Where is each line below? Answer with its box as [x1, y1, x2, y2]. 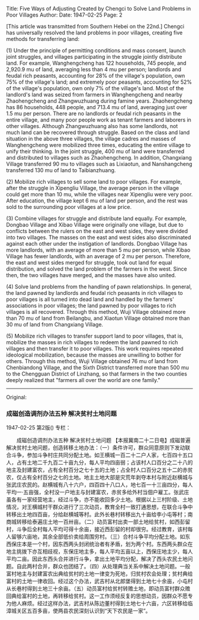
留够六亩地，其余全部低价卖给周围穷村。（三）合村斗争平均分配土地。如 [11, 533, 185, 540]
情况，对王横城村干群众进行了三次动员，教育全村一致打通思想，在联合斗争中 [6, 504, 193, 511]
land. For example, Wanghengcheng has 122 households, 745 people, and [6, 59, 187, 66]
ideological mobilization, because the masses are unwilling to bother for [6, 351, 182, 358]
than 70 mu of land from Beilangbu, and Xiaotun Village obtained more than [6, 314, 190, 322]
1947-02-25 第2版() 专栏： [6, 424, 71, 431]
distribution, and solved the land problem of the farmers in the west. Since [6, 265, 188, 272]
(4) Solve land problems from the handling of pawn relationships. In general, [6, 283, 192, 290]
